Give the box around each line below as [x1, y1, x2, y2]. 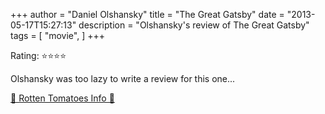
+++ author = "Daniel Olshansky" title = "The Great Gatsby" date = [10, 9, 285, 20]
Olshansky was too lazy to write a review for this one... [10, 73, 236, 84]
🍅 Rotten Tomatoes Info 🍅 [10, 92, 115, 104]
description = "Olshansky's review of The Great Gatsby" [78, 19, 310, 31]
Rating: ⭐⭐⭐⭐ [10, 50, 67, 61]
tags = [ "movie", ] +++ [10, 30, 105, 41]
